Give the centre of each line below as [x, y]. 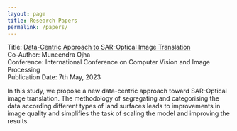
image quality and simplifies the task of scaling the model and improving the [119, 113]
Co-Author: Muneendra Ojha [49, 55]
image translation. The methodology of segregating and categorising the [114, 98]
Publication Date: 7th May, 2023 [54, 77]
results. [18, 121]
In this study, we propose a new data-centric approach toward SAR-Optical [117, 91]
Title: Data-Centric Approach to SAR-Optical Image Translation [99, 47]
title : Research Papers [43, 21]
